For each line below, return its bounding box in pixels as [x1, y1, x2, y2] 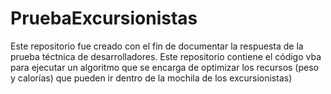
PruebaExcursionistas [10, 7, 198, 30]
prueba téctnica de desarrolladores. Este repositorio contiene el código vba [10, 50, 322, 62]
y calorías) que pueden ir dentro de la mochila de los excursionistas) [10, 72, 293, 84]
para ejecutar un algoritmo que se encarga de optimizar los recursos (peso [10, 61, 319, 73]
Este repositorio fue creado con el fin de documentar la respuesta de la [10, 40, 304, 52]
